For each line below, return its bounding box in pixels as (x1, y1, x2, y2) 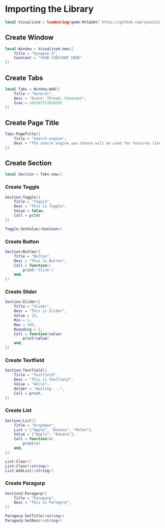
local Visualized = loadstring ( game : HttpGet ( (5, 20, 100, 25)
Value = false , (14, 208, 45, 213)
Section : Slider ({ (5, 299, 41, 304)
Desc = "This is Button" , (14, 258, 67, 264)
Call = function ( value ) (14, 331, 63, 336)
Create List (5, 407, 32, 414)
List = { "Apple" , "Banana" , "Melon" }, (14, 427, 93, 432)
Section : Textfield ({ (5, 368, 48, 373)
